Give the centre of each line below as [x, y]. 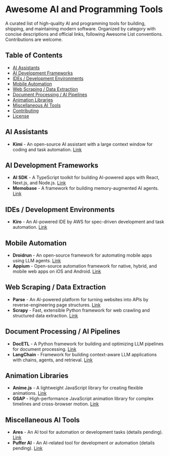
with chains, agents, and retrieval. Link [52, 360]
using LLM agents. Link [37, 261]
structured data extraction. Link [45, 315]
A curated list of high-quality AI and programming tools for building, [75, 23]
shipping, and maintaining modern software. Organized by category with [80, 28]
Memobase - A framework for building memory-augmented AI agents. [86, 188]
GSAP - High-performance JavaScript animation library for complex [83, 399]
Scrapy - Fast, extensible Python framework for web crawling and [81, 310]
